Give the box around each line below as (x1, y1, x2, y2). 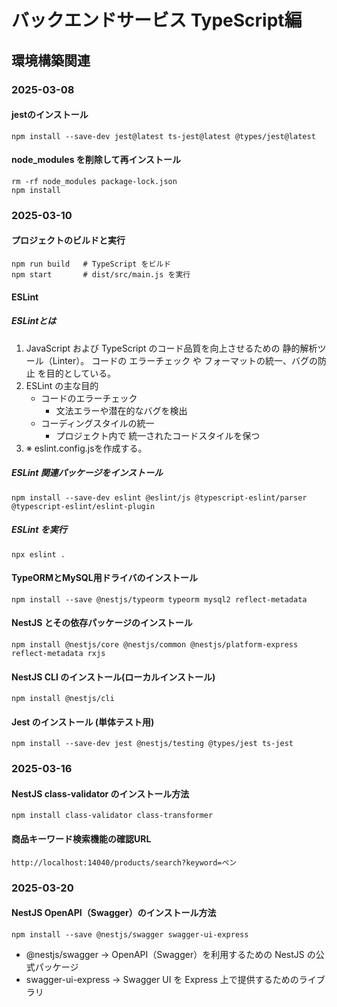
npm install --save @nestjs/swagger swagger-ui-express (11, 929, 249, 940)
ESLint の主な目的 (25, 379, 99, 391)
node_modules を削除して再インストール (11, 154, 182, 166)
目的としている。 (45, 367, 117, 379)
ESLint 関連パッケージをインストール (11, 467, 164, 479)
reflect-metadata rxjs (11, 648, 106, 658)
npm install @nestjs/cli (11, 694, 115, 704)
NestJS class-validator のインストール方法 (11, 787, 190, 800)
